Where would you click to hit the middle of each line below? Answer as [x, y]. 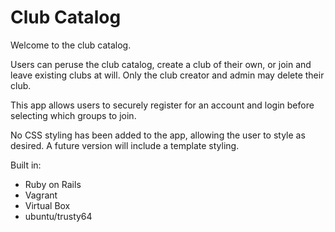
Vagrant [41, 195]
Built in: [26, 165]
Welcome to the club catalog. [71, 45]
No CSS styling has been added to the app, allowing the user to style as [158, 135]
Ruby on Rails [53, 184]
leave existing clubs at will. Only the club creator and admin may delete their [167, 75]
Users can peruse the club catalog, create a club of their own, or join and [161, 64]
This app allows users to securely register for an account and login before [162, 105]
